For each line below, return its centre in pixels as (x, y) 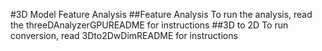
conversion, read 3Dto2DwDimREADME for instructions (124, 35)
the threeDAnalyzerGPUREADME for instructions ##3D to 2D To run (149, 25)
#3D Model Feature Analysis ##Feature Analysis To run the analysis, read (161, 14)
